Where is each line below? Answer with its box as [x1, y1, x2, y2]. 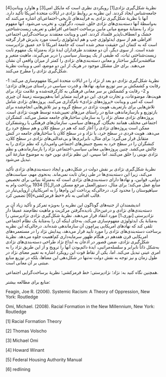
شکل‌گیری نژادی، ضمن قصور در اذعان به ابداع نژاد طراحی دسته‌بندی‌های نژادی [5, 239, 150, 245]
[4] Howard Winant [5, 347, 44, 353]
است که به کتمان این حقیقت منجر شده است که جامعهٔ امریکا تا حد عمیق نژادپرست [5, 42, 158, 47]
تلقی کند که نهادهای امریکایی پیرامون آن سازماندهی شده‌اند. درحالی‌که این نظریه [5, 223, 153, 229]
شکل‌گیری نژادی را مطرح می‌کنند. [5, 68, 68, 74]
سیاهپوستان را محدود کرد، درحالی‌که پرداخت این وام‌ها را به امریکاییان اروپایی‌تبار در [5, 187, 158, 193]
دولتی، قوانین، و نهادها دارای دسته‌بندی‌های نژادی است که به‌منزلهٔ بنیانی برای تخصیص [5, 176, 160, 182]
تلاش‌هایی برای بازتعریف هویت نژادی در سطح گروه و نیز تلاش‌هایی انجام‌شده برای [5, 104, 155, 109]
